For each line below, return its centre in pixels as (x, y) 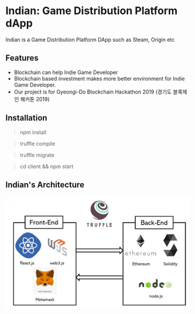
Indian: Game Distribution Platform (92, 11)
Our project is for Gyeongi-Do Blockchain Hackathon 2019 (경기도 (93, 92)
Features (22, 58)
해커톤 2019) (35, 99)
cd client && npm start (47, 166)
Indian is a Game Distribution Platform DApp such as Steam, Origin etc (90, 39)
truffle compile (37, 143)
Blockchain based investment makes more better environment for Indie (99, 78)
